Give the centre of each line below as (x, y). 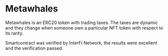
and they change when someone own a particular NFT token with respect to (84, 27)
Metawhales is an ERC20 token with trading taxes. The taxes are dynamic (81, 22)
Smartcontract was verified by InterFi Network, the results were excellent (81, 42)
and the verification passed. (34, 48)
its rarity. (14, 33)
